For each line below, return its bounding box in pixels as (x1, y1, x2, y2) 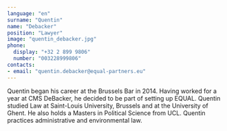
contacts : (7, 61, 36, 68)
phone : (7, 42, 26, 49)
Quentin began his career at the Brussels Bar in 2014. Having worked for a (7, 87, 217, 95)
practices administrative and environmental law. (7, 116, 142, 124)
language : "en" (7, 10, 51, 17)
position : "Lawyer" (7, 29, 63, 37)
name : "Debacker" (7, 23, 57, 30)
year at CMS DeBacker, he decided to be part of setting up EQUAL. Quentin (7, 94, 221, 102)
